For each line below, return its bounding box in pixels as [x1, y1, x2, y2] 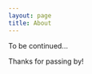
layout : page [8, 11, 52, 20]
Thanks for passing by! [8, 56, 84, 66]
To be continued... [8, 41, 68, 50]
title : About [8, 19, 52, 27]
